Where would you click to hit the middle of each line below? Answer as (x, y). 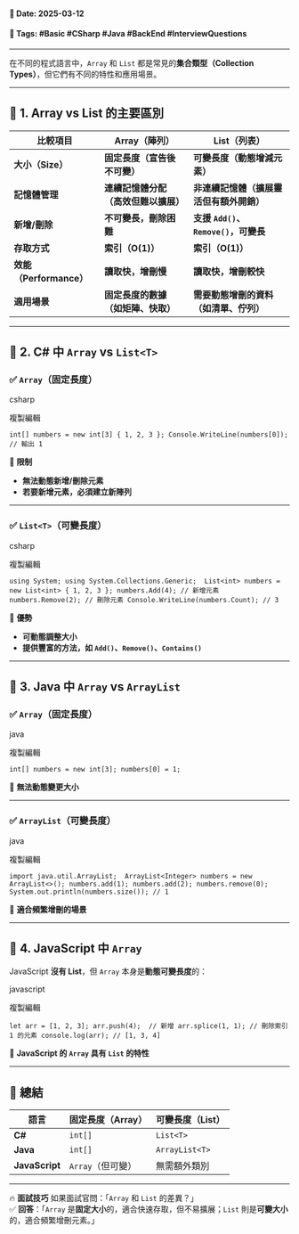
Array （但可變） (103, 1166)
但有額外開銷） (233, 201)
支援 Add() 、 (219, 217)
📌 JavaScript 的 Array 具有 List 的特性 (79, 1053)
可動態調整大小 (49, 636)
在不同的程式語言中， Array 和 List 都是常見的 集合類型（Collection (132, 62)
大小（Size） (41, 164)
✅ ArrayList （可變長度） (63, 821)
